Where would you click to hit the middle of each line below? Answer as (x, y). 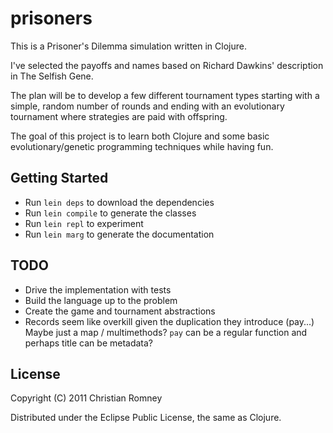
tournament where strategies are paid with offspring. (119, 116)
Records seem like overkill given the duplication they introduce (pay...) (169, 321)
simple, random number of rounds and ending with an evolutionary (147, 106)
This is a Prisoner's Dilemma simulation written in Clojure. (128, 46)
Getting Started (59, 178)
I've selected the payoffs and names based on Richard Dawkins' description (167, 65)
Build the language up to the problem (101, 300)
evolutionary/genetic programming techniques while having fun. (142, 146)
